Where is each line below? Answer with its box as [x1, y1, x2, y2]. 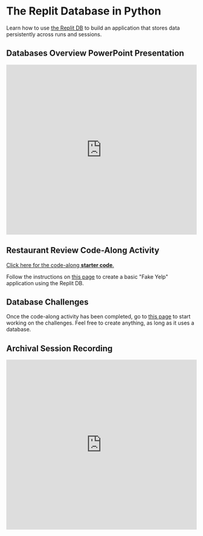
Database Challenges [6, 297, 89, 307]
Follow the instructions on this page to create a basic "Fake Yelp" [6, 273, 169, 280]
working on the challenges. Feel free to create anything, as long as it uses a [6, 319, 195, 327]
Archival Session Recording [6, 343, 113, 354]
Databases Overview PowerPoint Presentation [6, 48, 184, 59]
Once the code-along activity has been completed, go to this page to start [6, 313, 191, 320]
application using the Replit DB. [6, 279, 85, 286]
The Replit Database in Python [6, 4, 161, 18]
